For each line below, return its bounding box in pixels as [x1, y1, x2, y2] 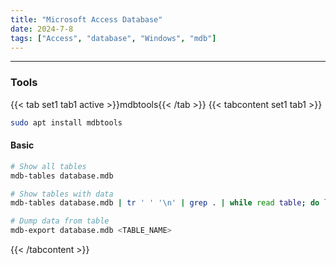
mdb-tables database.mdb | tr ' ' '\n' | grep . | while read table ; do [10, 198, 320, 208]
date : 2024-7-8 [10, 24, 74, 34]
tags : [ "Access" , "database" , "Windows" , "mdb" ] [10, 33, 217, 43]
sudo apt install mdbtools [10, 117, 123, 128]
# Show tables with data [10, 189, 114, 199]
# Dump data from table [10, 216, 110, 226]
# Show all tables [10, 161, 87, 171]
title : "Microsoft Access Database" [10, 14, 163, 25]
